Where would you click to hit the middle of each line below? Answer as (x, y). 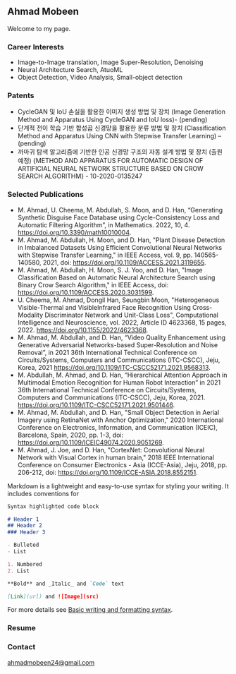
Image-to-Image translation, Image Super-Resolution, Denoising (110, 62)
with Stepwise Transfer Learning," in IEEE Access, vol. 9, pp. (105, 255)
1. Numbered (25, 564)
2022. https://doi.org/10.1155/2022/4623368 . (83, 330)
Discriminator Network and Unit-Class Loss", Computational (131, 315)
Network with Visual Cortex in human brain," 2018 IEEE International (116, 457)
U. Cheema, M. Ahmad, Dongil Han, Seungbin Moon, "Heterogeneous (118, 300)
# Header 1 (23, 519)
